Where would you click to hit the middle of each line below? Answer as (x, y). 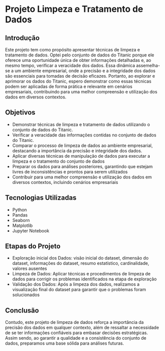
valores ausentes (30, 268)
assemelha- (148, 66)
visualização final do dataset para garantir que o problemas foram (79, 290)
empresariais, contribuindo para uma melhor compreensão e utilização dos (81, 92)
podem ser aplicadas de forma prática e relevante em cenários (69, 87)
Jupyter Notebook (31, 230)
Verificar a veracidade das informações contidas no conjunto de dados (84, 135)
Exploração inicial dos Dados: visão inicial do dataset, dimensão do (80, 258)
